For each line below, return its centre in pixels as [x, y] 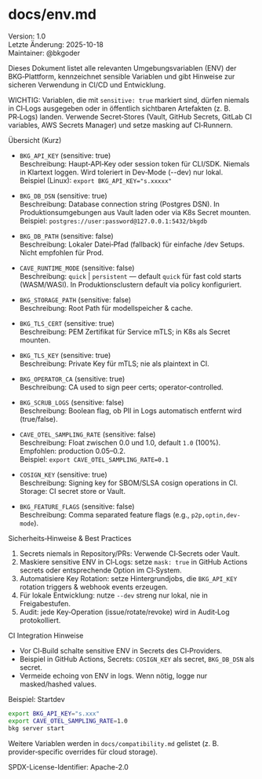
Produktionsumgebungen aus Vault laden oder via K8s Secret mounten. [135, 212]
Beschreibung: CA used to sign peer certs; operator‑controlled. [121, 387]
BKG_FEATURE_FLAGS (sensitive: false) [77, 506]
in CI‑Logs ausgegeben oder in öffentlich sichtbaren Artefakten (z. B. [120, 108]
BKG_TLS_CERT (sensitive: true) [67, 323]
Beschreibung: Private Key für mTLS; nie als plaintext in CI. [114, 364]
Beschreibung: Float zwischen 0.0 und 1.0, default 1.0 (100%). [120, 442]
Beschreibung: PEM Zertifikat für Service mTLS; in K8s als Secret [125, 331]
